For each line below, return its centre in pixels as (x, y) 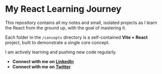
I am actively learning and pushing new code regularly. (61, 52)
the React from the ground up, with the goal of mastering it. (66, 27)
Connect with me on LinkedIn (43, 61)
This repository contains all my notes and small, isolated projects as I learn (81, 23)
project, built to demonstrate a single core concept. (57, 42)
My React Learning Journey (63, 9)
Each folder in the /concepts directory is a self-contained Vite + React (77, 37)
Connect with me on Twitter (41, 67)
